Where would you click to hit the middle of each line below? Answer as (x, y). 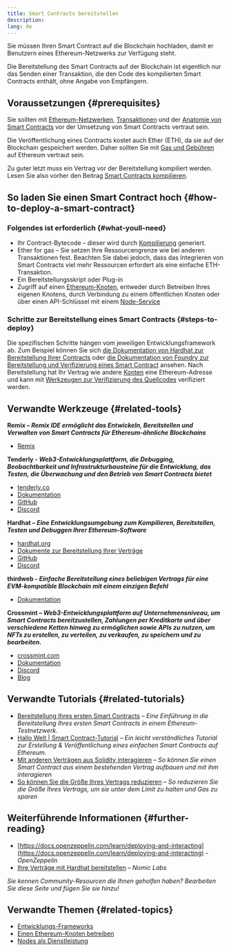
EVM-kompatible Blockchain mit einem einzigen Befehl (88, 586)
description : (26, 20)
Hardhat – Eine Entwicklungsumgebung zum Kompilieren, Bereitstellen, (111, 522)
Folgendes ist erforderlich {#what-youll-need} (87, 228)
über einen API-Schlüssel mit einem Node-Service (89, 301)
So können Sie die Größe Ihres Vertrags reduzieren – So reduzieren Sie (118, 782)
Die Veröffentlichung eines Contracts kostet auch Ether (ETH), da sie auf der (115, 140)
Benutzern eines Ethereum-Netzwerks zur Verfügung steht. (92, 53)
